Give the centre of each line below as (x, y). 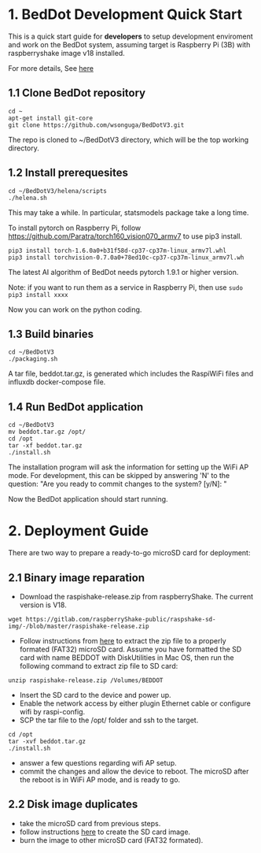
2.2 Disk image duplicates (73, 805)
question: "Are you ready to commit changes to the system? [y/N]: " (118, 484)
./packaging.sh (33, 359)
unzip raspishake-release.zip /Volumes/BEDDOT (86, 680)
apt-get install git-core (50, 118)
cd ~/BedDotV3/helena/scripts (58, 191)
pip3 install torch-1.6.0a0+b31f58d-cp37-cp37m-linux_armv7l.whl (117, 250)
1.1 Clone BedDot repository (77, 93)
